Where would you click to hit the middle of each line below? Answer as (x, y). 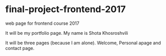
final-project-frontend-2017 (66, 9)
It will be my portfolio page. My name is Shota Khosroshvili (67, 33)
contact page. (20, 48)
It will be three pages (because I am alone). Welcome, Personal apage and (83, 43)
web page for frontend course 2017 (43, 23)
